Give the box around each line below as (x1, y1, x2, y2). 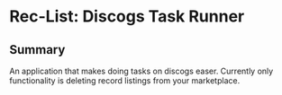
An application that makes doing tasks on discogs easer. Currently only (9, 65, 274, 76)
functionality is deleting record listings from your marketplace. (9, 75, 241, 86)
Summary (9, 42, 66, 57)
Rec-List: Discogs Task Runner (9, 6, 245, 27)
